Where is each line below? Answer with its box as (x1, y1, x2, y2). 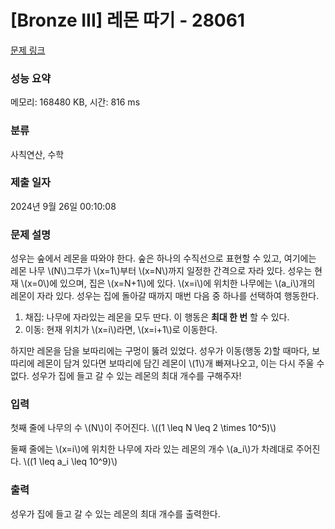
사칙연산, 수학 (10, 148, 65, 160)
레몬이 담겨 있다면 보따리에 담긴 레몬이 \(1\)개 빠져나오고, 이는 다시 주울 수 (36, 357, 325, 370)
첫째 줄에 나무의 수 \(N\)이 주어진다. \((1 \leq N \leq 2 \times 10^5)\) (10, 422, 277, 434)
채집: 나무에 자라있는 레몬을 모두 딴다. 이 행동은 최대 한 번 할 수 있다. (24, 311, 290, 323)
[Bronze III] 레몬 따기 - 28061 (10, 9, 245, 32)
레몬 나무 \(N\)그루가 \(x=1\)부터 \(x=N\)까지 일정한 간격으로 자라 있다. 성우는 (10, 265, 313, 277)
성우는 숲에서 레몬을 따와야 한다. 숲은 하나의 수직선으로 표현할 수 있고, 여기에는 (10, 252, 317, 265)
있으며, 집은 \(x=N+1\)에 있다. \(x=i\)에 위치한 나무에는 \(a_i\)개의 (59, 277, 316, 290)
